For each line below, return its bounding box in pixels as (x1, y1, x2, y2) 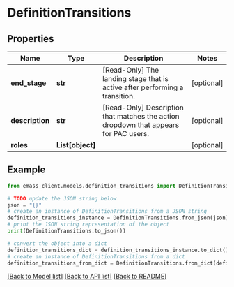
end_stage (10, 78, 47, 88)
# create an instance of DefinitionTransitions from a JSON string (7, 208, 208, 215)
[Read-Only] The (102, 65, 159, 75)
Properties (7, 33, 54, 45)
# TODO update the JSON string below (7, 195, 117, 202)
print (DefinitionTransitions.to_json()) (7, 228, 127, 235)
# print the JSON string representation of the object (7, 221, 170, 228)
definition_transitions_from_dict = (7, 260, 114, 267)
